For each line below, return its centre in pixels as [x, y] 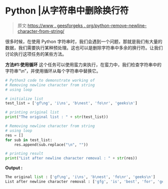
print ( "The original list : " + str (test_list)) [57, 117]
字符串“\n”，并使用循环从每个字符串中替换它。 [53, 70]
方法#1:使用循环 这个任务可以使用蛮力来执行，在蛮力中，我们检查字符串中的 [83, 64]
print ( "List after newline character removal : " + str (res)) [71, 158]
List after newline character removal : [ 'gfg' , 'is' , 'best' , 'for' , [80, 182]
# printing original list [32, 112]
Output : [14, 168]
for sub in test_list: [29, 140]
